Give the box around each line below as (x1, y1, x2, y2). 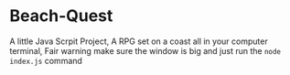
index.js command (9, 55, 82, 66)
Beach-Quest (9, 5, 113, 27)
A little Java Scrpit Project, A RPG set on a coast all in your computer (9, 36, 268, 47)
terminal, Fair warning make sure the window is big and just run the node (9, 45, 282, 56)
